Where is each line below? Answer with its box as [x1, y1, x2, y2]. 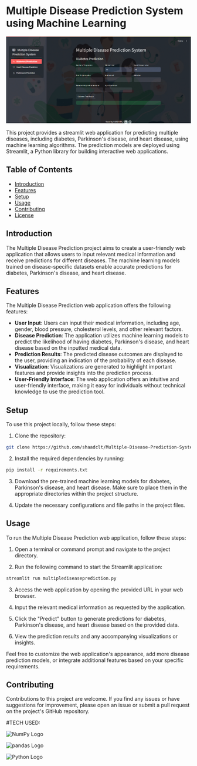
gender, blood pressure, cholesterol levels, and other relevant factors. [14, 326, 184, 333]
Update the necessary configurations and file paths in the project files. [14, 501, 186, 509]
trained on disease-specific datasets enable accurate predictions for [6, 263, 172, 270]
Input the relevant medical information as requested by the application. [14, 604, 186, 611]
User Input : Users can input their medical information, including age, [14, 319, 181, 327]
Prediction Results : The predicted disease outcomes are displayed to [14, 351, 183, 358]
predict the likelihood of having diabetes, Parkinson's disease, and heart [14, 338, 189, 345]
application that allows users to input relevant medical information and [6, 250, 176, 257]
